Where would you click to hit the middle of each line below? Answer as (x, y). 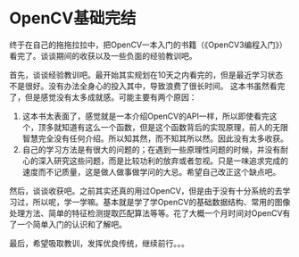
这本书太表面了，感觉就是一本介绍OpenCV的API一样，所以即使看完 (145, 116)
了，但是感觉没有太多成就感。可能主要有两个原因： (103, 97)
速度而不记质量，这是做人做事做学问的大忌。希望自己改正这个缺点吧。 (151, 171)
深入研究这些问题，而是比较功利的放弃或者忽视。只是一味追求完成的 (163, 161)
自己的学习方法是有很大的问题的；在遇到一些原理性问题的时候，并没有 (151, 149)
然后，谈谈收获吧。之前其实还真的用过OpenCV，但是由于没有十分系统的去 (146, 191)
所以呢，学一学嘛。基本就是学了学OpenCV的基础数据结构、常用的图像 (162, 202)
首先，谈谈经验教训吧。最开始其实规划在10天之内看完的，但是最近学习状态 (146, 75)
